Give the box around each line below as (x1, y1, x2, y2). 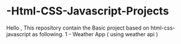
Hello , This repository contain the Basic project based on (6, 24, 150, 31)
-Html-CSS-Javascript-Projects (6, 4, 169, 18)
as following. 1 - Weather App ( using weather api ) (31, 30, 159, 37)
